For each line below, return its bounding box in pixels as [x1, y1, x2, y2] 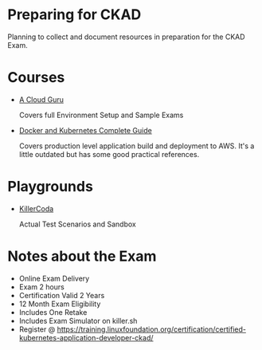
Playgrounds [7, 178, 93, 196]
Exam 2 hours [18, 281, 65, 292]
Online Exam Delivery [18, 273, 90, 283]
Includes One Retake [18, 307, 88, 317]
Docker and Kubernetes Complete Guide [18, 125, 152, 135]
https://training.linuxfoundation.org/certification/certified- [57, 324, 246, 334]
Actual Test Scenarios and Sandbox [18, 219, 136, 229]
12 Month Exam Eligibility [18, 299, 101, 309]
